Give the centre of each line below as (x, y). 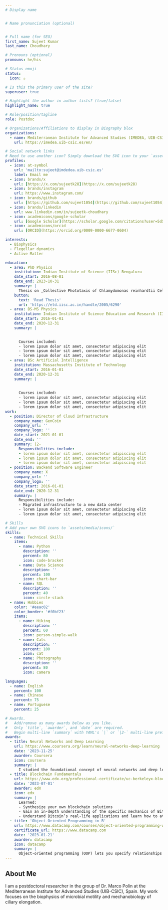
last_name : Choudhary (28, 46)
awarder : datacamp (33, 840)
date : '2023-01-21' (34, 835)
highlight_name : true (28, 106)
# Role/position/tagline (31, 115)
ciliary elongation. (23, 902)
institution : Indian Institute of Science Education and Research (85, 314)
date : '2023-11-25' (34, 751)
